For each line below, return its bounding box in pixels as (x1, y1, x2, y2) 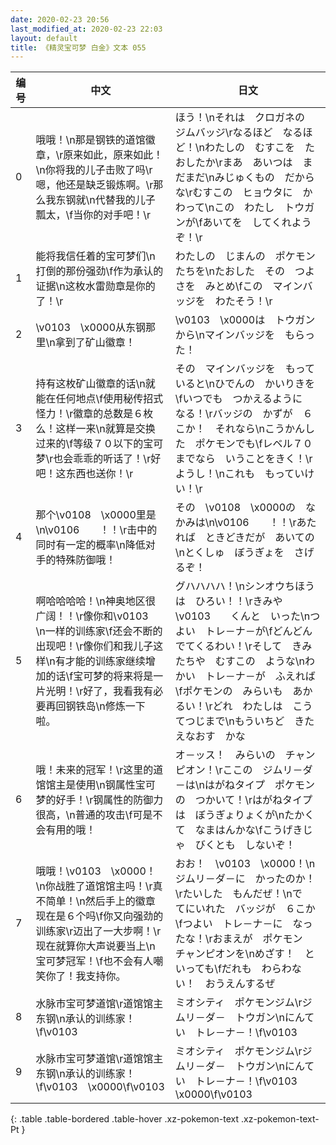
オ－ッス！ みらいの (174, 748, 276, 762)
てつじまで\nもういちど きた (174, 714, 315, 728)
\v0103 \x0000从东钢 (35, 321, 147, 335)
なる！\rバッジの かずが (174, 407, 293, 421)
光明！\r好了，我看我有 (45, 684, 154, 698)
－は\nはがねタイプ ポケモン (174, 778, 316, 792)
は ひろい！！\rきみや (174, 594, 283, 608)
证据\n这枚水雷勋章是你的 (35, 279, 156, 293)
